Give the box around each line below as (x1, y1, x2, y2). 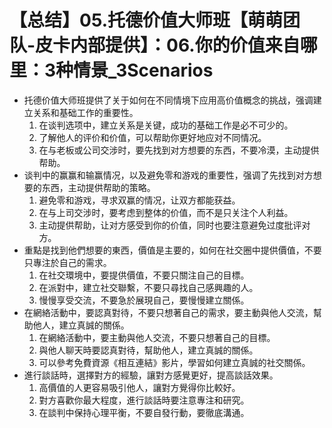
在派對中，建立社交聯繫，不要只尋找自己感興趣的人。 (38, 281, 259, 293)
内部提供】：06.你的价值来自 (70, 34, 301, 57)
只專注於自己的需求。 (23, 256, 112, 268)
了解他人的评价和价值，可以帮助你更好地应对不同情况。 (38, 131, 267, 143)
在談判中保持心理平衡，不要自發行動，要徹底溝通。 (38, 406, 250, 418)
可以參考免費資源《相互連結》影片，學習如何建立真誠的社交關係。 (38, 356, 311, 368)
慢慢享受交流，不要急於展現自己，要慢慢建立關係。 (38, 294, 250, 306)
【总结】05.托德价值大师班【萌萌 (9, 9, 284, 32)
